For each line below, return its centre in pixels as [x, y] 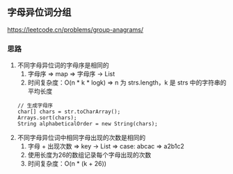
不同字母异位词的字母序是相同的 [63, 65]
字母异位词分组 [39, 12]
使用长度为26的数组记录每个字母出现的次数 [89, 155]
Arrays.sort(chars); [47, 118]
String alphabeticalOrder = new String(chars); [87, 124]
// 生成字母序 [35, 106]
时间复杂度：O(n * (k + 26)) [67, 164]
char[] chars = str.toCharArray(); [69, 112]
